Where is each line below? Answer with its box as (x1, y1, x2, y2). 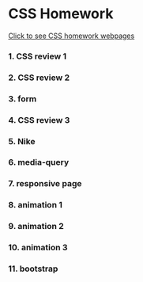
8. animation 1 (8, 200, 63, 211)
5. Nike (8, 135, 36, 147)
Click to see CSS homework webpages (8, 31, 135, 40)
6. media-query (8, 157, 70, 168)
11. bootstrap (8, 263, 58, 274)
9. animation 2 (8, 221, 65, 232)
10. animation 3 (8, 242, 69, 253)
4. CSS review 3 (8, 114, 70, 125)
